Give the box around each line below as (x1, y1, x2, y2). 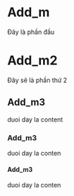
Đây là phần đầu (7, 28, 55, 36)
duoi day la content (7, 115, 63, 124)
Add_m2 (7, 52, 58, 69)
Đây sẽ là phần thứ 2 (7, 76, 68, 84)
